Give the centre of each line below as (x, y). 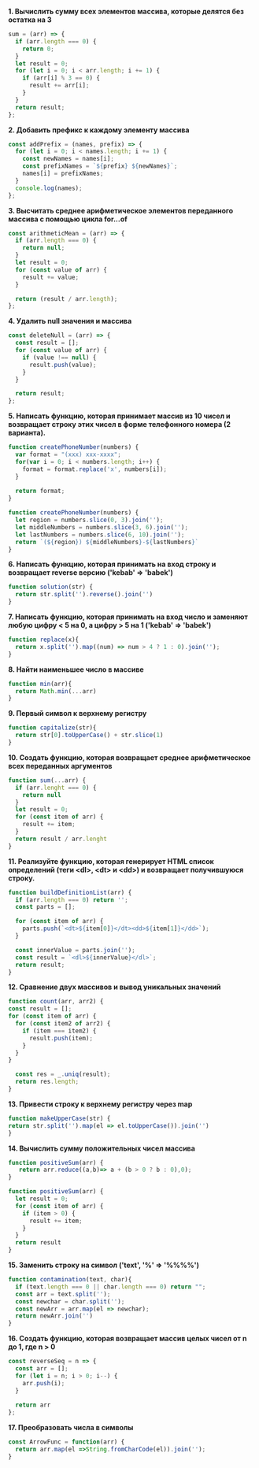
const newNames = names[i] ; (68, 159)
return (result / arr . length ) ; (67, 298)
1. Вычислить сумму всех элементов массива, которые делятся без (126, 11)
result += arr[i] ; (59, 86)
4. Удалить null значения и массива (70, 321)
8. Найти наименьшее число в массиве (76, 669)
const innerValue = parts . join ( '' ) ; (75, 950)
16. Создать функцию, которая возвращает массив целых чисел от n (128, 1339)
